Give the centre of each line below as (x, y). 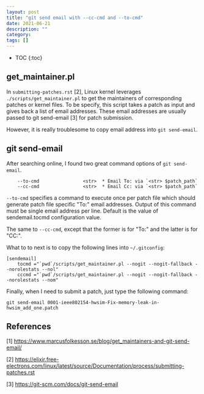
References (29, 327)
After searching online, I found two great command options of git (89, 163)
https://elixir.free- (37, 359)
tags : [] (17, 40)
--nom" (50, 280)
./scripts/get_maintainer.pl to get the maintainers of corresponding (94, 98)
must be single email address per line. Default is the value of (82, 211)
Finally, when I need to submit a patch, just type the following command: (97, 291)
